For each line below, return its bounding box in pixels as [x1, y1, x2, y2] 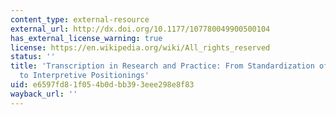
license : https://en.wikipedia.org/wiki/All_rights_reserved [10, 42, 271, 53]
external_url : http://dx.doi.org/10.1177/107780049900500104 [10, 24, 271, 34]
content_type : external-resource [10, 14, 150, 25]
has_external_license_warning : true [10, 33, 163, 43]
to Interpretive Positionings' [19, 71, 150, 81]
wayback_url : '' [10, 89, 78, 99]
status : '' [10, 52, 56, 62]
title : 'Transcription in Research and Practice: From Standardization [10, 61, 315, 71]
